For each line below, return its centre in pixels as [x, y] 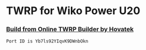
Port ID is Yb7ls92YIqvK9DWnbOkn [47, 41]
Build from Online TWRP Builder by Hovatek [70, 29]
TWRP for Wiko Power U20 [73, 11]
